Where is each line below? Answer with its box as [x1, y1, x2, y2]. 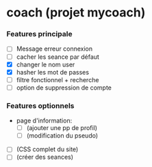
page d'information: [16, 116, 73, 125]
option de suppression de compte [16, 83, 112, 92]
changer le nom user [16, 60, 75, 68]
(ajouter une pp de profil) [26, 124, 97, 132]
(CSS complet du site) [16, 145, 79, 153]
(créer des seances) [16, 153, 73, 162]
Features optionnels [6, 101, 75, 110]
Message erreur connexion [16, 44, 93, 53]
